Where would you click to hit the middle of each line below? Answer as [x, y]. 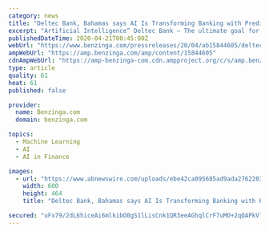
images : [21, 171]
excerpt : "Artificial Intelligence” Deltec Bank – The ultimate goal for [134, 31]
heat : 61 [23, 83]
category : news [34, 16]
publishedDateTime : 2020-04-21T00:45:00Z [78, 38]
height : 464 [42, 193]
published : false [37, 90]
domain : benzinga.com [52, 120]
